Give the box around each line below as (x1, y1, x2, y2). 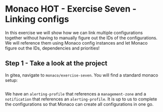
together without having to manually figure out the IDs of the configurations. (5, 35, 158, 41)
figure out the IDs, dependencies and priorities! (5, 45, 100, 51)
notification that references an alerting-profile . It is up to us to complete (5, 96, 157, 102)
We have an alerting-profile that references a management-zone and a (5, 91, 146, 96)
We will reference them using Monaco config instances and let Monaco (5, 40, 148, 46)
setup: (5, 77, 18, 83)
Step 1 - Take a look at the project (5, 59, 108, 67)
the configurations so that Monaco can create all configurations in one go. (5, 101, 154, 107)
